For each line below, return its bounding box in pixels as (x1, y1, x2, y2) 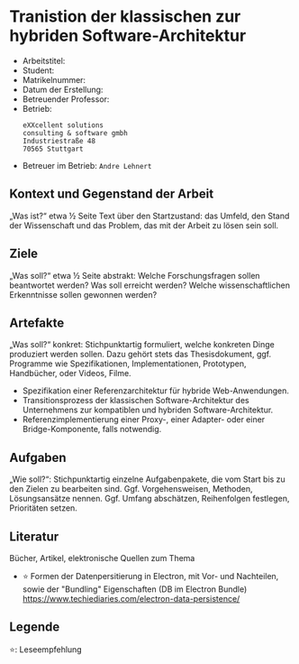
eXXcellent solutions (22, 120, 104, 130)
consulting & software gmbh (22, 128, 128, 137)
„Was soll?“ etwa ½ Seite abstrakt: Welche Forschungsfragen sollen (9, 270, 260, 281)
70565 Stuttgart (22, 144, 84, 153)
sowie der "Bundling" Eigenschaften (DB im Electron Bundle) (22, 584, 248, 595)
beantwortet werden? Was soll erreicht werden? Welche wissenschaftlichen (9, 280, 291, 290)
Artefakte (9, 315, 65, 330)
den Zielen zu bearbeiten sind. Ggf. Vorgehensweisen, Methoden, (9, 484, 254, 494)
